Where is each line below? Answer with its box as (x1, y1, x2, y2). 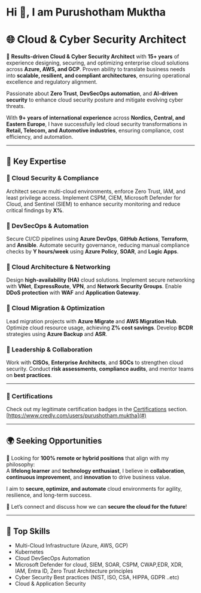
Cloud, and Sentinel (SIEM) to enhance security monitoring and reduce (6, 200, 181, 207)
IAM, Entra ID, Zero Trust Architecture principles (14, 567, 133, 574)
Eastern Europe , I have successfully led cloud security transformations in (6, 121, 187, 128)
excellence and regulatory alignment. (6, 78, 98, 85)
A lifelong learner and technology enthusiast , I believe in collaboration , (6, 467, 185, 475)
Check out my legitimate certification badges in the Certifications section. (6, 406, 188, 413)
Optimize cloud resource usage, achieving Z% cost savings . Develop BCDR (6, 324, 193, 331)
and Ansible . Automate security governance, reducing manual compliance (6, 242, 190, 249)
